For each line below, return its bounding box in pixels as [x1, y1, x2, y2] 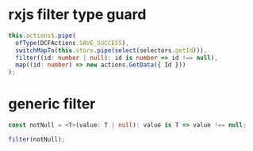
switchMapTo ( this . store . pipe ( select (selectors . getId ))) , [15, 46, 208, 55]
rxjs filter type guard [8, 6, 147, 24]
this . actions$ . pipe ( [8, 32, 77, 40]
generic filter [8, 95, 96, 113]
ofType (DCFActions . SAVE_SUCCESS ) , [15, 39, 129, 47]
